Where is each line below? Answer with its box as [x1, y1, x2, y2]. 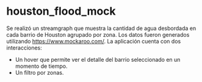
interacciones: [6, 44, 43, 51]
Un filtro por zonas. [15, 69, 64, 76]
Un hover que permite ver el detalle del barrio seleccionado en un [15, 56, 181, 63]
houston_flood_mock [6, 4, 116, 18]
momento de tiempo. [15, 62, 68, 70]
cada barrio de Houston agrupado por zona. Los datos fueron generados [6, 31, 190, 38]
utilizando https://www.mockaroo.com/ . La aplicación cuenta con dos [6, 37, 181, 45]
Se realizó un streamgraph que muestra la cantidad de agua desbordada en [6, 24, 197, 32]
